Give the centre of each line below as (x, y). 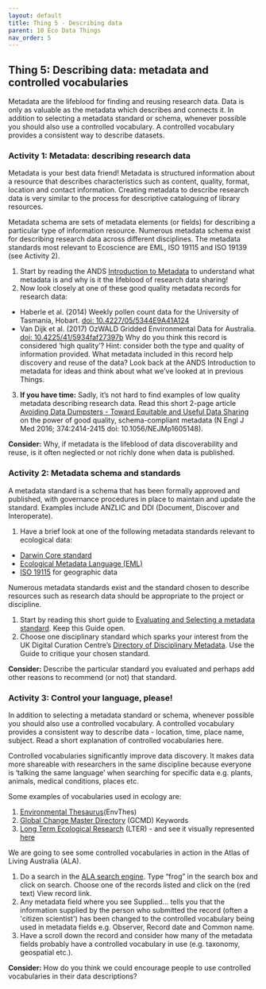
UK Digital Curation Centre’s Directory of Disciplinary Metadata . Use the (137, 645)
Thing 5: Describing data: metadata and (108, 70)
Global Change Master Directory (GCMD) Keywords (104, 820)
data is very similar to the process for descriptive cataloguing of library (124, 199)
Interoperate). (31, 516)
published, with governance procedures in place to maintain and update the (132, 499)
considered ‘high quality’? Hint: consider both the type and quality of (132, 346)
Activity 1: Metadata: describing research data (99, 156)
